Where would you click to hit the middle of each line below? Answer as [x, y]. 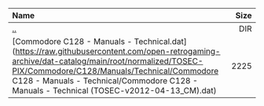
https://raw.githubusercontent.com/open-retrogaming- [118, 51]
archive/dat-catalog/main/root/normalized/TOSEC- [108, 61]
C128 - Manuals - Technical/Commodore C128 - [105, 80]
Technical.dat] [160, 41]
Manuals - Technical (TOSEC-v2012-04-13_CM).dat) [115, 91]
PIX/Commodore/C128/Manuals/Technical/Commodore [115, 71]
